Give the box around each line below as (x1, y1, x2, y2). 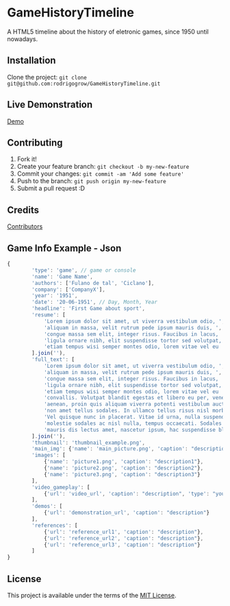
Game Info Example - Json (7, 242, 122, 254)
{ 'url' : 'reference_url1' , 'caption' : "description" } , (43, 528, 204, 535)
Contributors (7, 222, 43, 231)
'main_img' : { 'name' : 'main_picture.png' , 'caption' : (31, 445, 188, 452)
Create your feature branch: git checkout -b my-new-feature (16, 163, 190, 171)
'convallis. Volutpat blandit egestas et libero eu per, (43, 395, 210, 401)
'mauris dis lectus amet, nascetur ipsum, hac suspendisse (43, 426, 216, 433)
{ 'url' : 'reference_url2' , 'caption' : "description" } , (43, 535, 204, 541)
